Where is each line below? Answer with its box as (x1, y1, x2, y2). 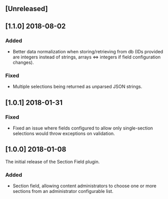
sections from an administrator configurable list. (12, 188, 114, 194)
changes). (12, 59, 34, 65)
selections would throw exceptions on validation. (12, 130, 116, 137)
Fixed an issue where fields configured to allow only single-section (12, 125, 153, 131)
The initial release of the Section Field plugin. (5, 158, 100, 164)
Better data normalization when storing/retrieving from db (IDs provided (12, 49, 163, 55)
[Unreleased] (5, 5, 48, 13)
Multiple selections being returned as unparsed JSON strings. (12, 84, 143, 90)
